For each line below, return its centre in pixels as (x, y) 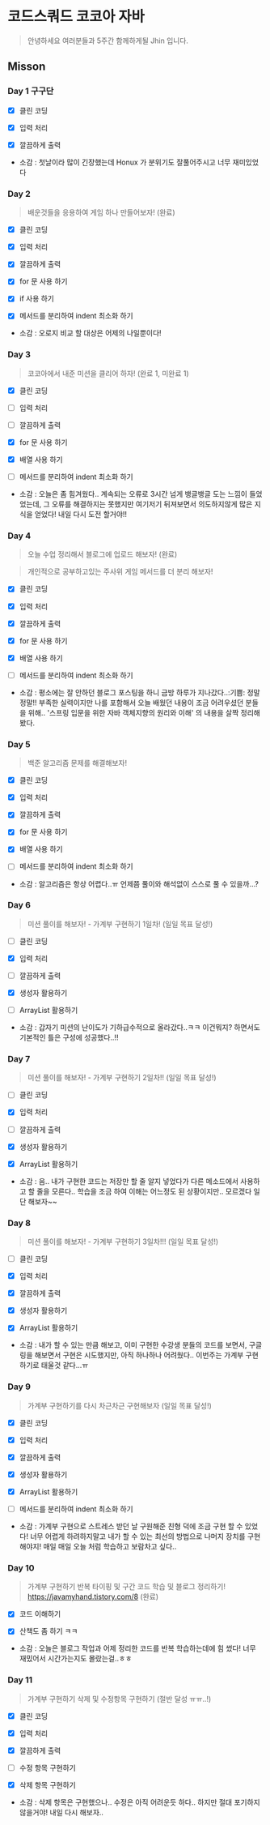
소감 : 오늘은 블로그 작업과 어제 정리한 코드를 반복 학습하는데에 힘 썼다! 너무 (137, 1648)
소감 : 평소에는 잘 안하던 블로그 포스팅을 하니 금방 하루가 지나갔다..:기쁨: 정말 (139, 692)
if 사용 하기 (36, 299)
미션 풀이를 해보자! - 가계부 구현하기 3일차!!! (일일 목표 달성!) (123, 1242)
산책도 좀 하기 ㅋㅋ (49, 1631)
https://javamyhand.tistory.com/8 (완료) (93, 1596)
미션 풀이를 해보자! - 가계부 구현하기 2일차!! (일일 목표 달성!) (122, 1078)
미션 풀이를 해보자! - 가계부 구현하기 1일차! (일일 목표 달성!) (120, 924)
